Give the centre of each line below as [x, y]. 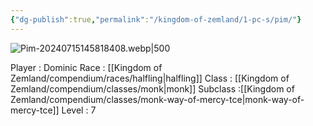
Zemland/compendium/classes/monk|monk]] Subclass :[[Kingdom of [152, 88]
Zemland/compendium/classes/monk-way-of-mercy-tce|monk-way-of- [157, 99]
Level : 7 [79, 110]
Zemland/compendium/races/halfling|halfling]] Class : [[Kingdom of [150, 78]
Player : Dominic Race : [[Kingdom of [86, 67]
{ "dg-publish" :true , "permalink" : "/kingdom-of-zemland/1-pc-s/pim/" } [156, 19]
